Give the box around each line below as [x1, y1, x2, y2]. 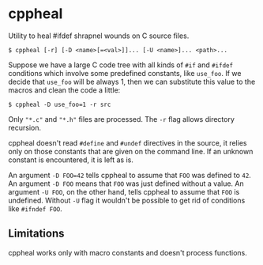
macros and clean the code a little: [8, 85, 121, 95]
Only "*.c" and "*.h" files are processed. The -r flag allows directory [8, 114, 235, 123]
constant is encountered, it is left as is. [8, 155, 134, 165]
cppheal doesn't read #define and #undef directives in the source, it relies [8, 138, 247, 147]
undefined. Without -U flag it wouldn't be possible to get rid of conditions [8, 195, 246, 205]
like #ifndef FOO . [8, 203, 63, 214]
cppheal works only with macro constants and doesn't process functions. [8, 248, 247, 257]
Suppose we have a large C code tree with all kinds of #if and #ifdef [8, 60, 234, 70]
